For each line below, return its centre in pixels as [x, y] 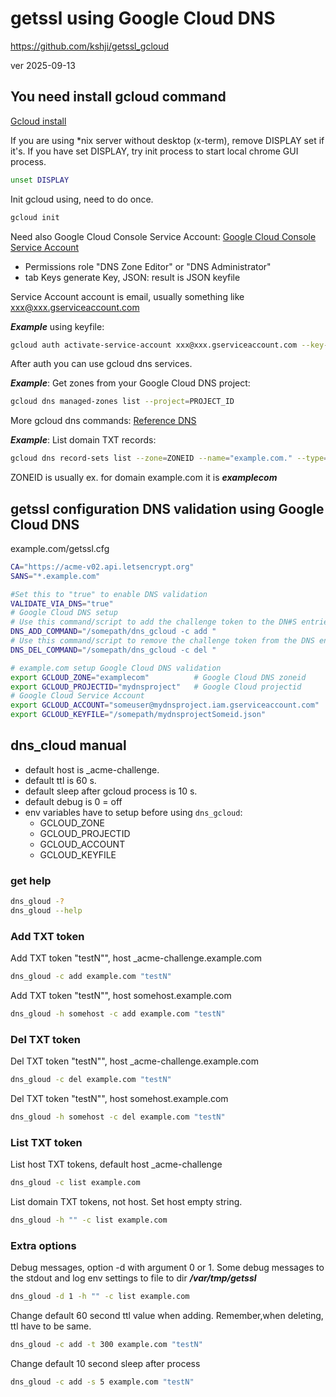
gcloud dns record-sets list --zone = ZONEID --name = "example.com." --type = [169, 458]
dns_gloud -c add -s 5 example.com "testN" [102, 1382]
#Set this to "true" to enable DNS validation [109, 594]
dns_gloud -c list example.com [75, 1183]
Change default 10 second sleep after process [105, 1364]
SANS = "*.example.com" [55, 576]
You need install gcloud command [118, 97]
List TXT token [46, 1142]
